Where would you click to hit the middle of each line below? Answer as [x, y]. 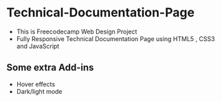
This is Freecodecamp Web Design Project [77, 31]
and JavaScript [38, 46]
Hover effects [36, 84]
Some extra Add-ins [50, 67]
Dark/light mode [39, 91]
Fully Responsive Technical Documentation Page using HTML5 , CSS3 [115, 38]
